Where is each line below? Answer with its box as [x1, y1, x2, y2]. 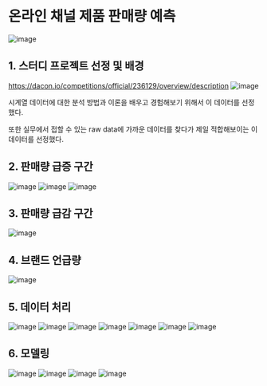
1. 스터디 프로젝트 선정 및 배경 [8, 59, 145, 73]
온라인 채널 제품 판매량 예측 [8, 7, 176, 26]
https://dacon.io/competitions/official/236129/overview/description [8, 81, 230, 90]
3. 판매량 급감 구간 [8, 207, 93, 220]
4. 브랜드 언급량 [8, 253, 81, 267]
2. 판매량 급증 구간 [8, 160, 93, 174]
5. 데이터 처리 [8, 300, 72, 313]
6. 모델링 [8, 347, 50, 360]
